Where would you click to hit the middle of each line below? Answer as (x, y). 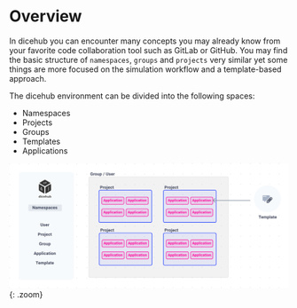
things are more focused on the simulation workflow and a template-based (145, 69)
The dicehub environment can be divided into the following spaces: (132, 96)
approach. (28, 78)
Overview (46, 16)
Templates (41, 141)
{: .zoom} (26, 294)
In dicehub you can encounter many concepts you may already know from (145, 41)
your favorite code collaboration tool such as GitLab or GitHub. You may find (148, 50)
